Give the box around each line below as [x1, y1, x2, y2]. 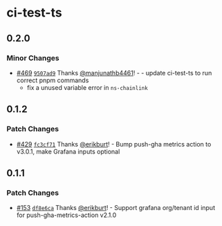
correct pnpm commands [16, 76, 89, 84]
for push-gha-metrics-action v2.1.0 [16, 211, 117, 219]
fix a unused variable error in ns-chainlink [26, 83, 148, 91]
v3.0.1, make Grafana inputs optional [16, 147, 120, 156]
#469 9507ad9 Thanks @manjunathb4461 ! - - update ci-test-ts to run [16, 68, 212, 77]
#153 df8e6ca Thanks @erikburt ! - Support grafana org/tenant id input [16, 204, 216, 212]
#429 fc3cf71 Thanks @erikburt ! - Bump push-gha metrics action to [16, 140, 212, 148]
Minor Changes [6, 53, 59, 63]
